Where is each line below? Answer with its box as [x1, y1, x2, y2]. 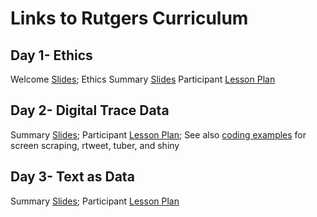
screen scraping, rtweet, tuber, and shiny [10, 139, 180, 151]
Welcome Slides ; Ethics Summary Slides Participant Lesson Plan [10, 73, 276, 85]
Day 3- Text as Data [10, 168, 135, 186]
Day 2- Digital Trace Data [10, 102, 170, 119]
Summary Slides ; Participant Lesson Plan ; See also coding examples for [10, 128, 307, 141]
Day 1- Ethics [10, 47, 93, 64]
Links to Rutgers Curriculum [10, 7, 249, 30]
